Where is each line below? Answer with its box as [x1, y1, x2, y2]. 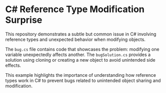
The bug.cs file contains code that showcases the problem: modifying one [5, 46, 159, 52]
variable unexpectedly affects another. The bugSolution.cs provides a [5, 52, 151, 58]
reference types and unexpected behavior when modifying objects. [5, 36, 146, 42]
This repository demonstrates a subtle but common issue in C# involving [5, 31, 157, 37]
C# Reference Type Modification [5, 4, 145, 15]
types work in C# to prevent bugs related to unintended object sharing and [5, 77, 161, 83]
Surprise [5, 14, 43, 26]
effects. [5, 62, 21, 68]
